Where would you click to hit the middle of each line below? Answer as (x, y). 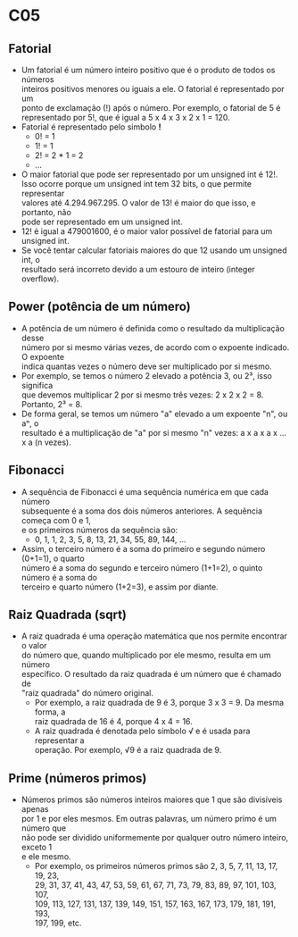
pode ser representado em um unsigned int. (102, 222)
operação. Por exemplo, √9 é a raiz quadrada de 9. (128, 750)
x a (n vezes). (46, 442)
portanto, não (46, 212)
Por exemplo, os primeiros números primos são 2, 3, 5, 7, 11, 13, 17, (156, 866)
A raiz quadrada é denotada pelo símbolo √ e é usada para (142, 731)
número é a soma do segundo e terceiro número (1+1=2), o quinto (142, 567)
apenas (35, 809)
